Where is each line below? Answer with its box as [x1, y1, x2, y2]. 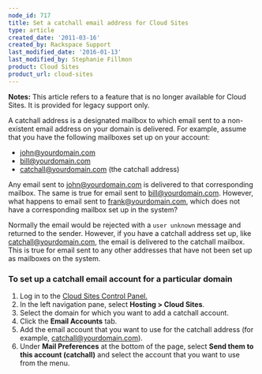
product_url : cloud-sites [8, 70, 93, 78]
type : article [8, 26, 55, 34]
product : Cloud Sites [8, 63, 80, 71]
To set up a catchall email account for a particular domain [8, 273, 233, 284]
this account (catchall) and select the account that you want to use [19, 350, 241, 359]
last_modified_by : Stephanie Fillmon [8, 56, 133, 64]
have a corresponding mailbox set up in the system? [8, 204, 178, 214]
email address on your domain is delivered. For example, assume [35, 124, 247, 133]
